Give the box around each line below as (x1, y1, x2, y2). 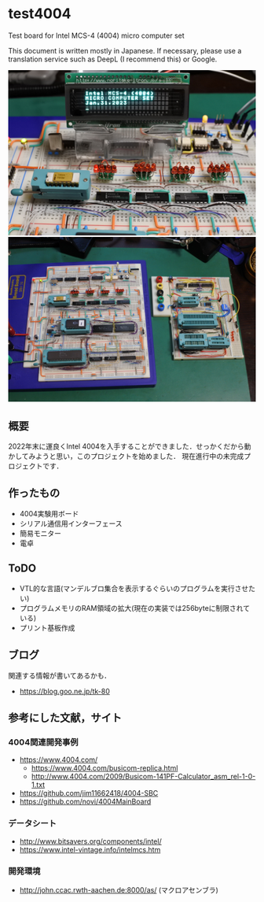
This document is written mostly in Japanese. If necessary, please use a (8, 46, 242, 55)
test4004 (8, 5, 72, 23)
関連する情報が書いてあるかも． (8, 671, 112, 680)
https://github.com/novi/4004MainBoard (19, 797, 152, 807)
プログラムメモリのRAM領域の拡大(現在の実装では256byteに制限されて (19, 603, 250, 612)
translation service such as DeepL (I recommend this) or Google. (8, 54, 218, 64)
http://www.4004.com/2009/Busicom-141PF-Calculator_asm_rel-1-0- (31, 772, 256, 782)
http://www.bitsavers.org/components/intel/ (19, 836, 163, 846)
